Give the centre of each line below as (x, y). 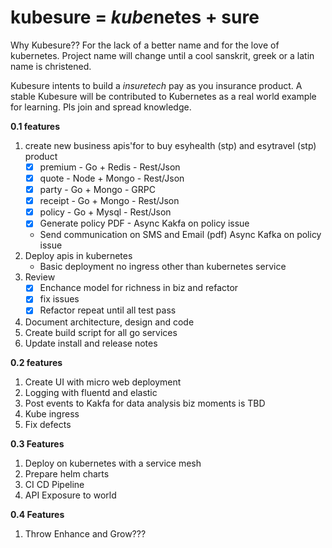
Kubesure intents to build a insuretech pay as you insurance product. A (156, 85)
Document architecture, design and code (109, 322)
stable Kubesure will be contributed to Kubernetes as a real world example (163, 96)
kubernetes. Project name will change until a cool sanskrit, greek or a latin (162, 55)
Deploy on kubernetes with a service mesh (113, 463)
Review (40, 277)
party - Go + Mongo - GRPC (97, 190)
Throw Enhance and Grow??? (85, 533)
